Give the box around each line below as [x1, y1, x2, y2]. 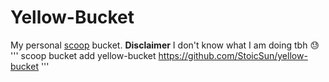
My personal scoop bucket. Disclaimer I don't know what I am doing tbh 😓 [10, 39, 320, 51]
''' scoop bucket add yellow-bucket [10, 49, 157, 61]
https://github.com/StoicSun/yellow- [158, 49, 308, 61]
